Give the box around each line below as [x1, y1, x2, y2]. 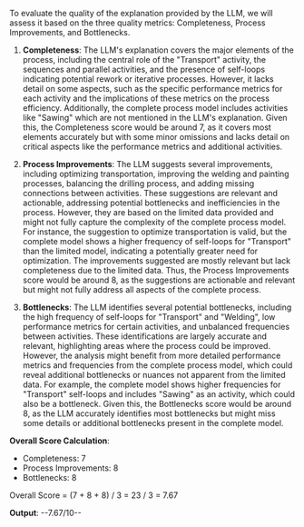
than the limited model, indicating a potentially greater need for [22, 245, 259, 256]
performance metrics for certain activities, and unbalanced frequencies [22, 322, 290, 332]
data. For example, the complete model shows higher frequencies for [22, 379, 281, 390]
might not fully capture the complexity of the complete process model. [22, 217, 287, 227]
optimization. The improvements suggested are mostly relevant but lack [22, 255, 291, 266]
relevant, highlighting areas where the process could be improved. [22, 341, 270, 351]
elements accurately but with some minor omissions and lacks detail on [22, 132, 290, 142]
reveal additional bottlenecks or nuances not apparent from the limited [22, 370, 286, 380]
